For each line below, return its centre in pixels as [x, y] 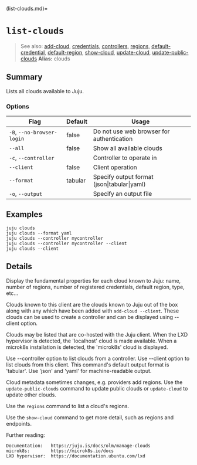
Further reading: [26, 435]
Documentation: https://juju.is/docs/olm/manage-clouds [78, 446]
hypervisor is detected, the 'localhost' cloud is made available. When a [91, 341]
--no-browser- [38, 133]
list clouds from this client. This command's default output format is [88, 364]
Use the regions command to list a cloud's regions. [68, 406]
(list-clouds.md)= [27, 9]
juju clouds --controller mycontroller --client [67, 243]
